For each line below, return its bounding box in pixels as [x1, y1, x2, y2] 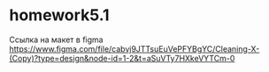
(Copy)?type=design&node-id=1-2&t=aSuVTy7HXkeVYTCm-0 [9, 53, 235, 63]
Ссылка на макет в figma [9, 34, 104, 45]
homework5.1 [9, 5, 110, 25]
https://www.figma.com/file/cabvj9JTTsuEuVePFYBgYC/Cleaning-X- [9, 43, 260, 54]
